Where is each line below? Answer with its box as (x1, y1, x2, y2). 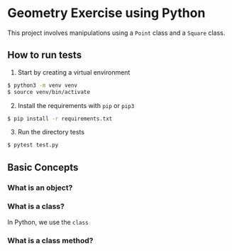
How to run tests (7, 49, 82, 61)
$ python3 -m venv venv (7, 82, 78, 89)
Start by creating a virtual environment (17, 68, 131, 76)
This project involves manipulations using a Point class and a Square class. (7, 28, 226, 37)
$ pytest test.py (7, 141, 59, 149)
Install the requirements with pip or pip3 (17, 101, 135, 110)
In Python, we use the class (7, 218, 89, 226)
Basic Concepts (7, 161, 79, 173)
